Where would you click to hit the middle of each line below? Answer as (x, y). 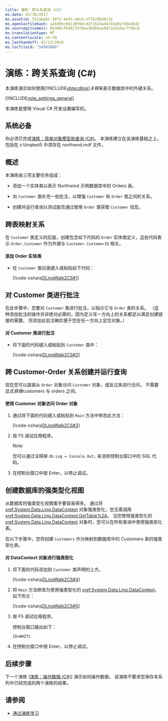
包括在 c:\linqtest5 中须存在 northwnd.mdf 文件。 (55, 145)
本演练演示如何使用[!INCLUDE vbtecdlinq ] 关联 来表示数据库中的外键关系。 (80, 88)
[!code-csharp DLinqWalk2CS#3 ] (46, 425)
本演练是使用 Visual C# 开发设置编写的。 (47, 108)
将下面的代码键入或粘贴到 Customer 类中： (55, 345)
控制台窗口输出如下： (34, 627)
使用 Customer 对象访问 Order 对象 (41, 403)
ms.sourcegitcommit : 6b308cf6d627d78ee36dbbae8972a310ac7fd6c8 (72, 28)
